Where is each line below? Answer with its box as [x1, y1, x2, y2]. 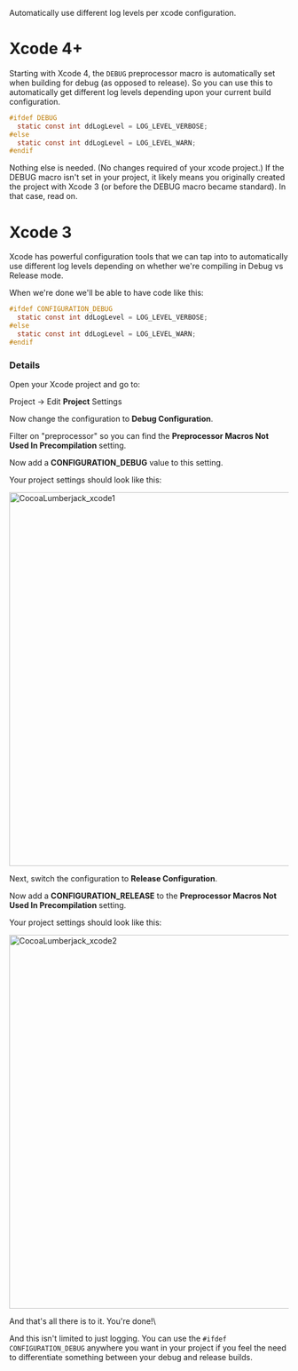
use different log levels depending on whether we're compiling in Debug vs [9, 261, 284, 272]
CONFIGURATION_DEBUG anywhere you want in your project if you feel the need [9, 1342, 286, 1353]
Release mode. [9, 270, 64, 281]
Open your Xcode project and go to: [9, 379, 140, 389]
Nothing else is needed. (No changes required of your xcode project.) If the [9, 163, 285, 173]
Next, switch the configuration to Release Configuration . [9, 873, 218, 883]
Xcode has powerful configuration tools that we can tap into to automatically [9, 251, 288, 262]
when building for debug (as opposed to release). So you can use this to [9, 77, 273, 88]
